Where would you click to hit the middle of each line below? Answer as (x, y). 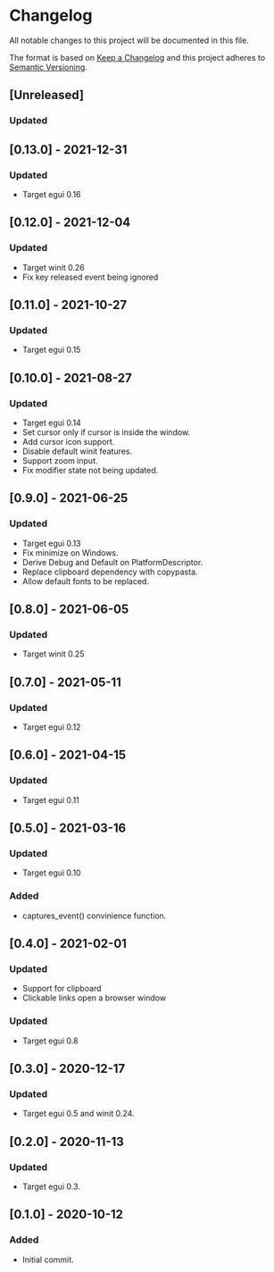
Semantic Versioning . (48, 67)
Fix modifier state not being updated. (90, 470)
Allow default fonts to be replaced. (86, 581)
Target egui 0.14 (52, 423)
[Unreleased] (47, 95)
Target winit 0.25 (53, 654)
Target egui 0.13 (51, 543)
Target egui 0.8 (50, 1041)
